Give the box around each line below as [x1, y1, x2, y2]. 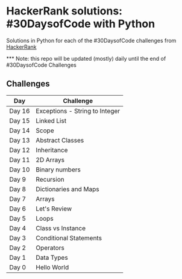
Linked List [36, 116, 67, 124]
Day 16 [9, 106, 30, 115]
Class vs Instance [36, 224, 86, 232]
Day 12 [9, 146, 30, 154]
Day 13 [9, 136, 30, 144]
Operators [36, 244, 64, 252]
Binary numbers [36, 165, 81, 174]
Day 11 [9, 155, 30, 164]
